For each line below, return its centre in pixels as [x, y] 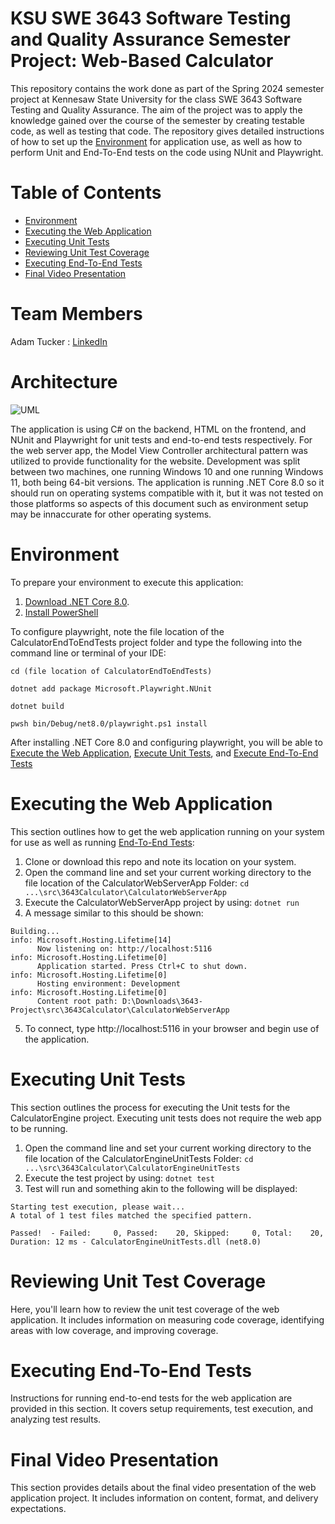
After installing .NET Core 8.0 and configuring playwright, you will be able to [166, 742]
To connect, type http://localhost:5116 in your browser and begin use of [172, 1028]
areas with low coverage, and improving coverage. [114, 1330]
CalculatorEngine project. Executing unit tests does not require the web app [166, 1118]
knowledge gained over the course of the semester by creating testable [157, 120]
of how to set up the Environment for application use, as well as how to [156, 141]
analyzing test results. [56, 1419]
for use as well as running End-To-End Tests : [102, 842]
